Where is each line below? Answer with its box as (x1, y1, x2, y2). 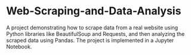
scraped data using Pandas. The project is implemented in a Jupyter (6, 36, 174, 44)
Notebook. (6, 43, 32, 50)
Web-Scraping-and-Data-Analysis (6, 4, 181, 18)
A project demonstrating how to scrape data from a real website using (6, 24, 178, 31)
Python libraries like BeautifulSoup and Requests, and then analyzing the (6, 30, 185, 37)
